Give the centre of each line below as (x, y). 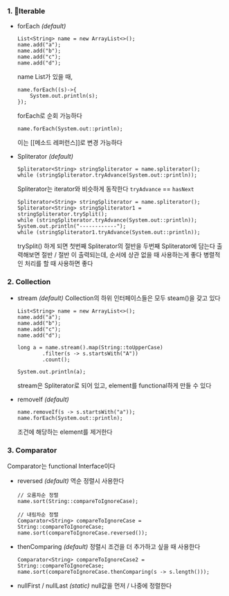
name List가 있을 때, (45, 77)
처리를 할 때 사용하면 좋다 (59, 263)
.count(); (56, 360)
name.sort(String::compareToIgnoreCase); (77, 501)
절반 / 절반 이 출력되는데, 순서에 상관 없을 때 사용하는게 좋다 (121, 255)
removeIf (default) (43, 399)
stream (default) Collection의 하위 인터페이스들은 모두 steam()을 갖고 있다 (119, 298)
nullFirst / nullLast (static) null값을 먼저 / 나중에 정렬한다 (94, 586)
